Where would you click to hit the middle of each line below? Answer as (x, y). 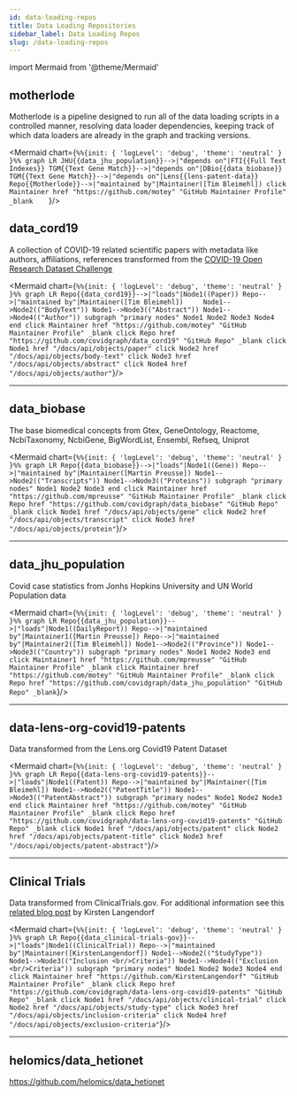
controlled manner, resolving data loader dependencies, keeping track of (142, 126)
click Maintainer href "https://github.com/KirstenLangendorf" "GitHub (144, 977)
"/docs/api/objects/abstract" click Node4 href (99, 364)
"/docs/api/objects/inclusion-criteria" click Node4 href (118, 1015)
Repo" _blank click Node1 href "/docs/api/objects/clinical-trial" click (148, 1000)
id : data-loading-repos (53, 17)
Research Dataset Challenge (61, 268)
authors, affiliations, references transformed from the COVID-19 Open (136, 259)
